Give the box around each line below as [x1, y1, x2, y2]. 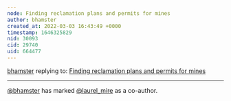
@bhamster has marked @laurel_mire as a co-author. [7, 86, 158, 94]
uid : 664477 [7, 48, 41, 55]
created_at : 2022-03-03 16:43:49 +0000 [7, 23, 122, 29]
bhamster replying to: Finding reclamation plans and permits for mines [7, 66, 206, 75]
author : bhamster [7, 16, 57, 23]
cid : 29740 [7, 42, 38, 48]
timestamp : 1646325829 [7, 29, 72, 36]
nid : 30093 [7, 35, 38, 42]
